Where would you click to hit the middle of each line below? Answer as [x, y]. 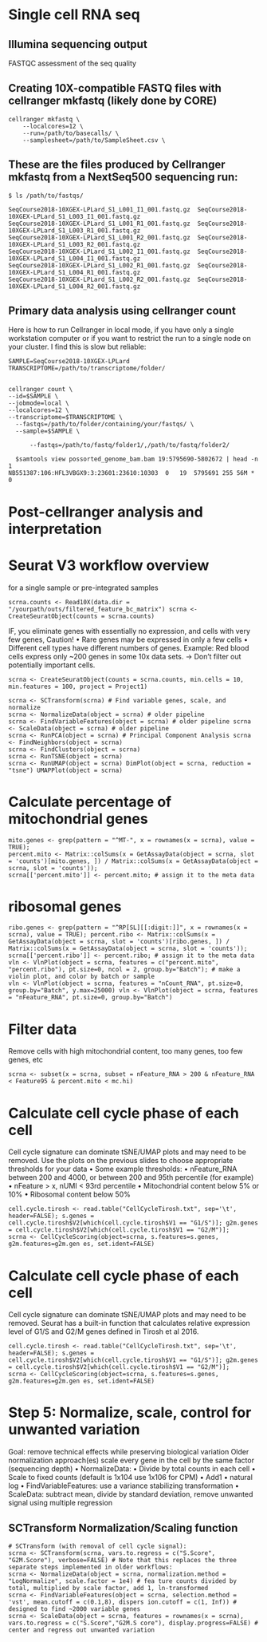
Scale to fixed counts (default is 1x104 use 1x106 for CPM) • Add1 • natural [131, 1478]
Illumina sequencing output [78, 44]
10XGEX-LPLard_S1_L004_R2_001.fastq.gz [75, 286]
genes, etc [26, 1060]
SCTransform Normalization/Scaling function [123, 1527]
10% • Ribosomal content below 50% [70, 1194]
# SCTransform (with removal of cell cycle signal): [98, 1546]
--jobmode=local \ [39, 404]
